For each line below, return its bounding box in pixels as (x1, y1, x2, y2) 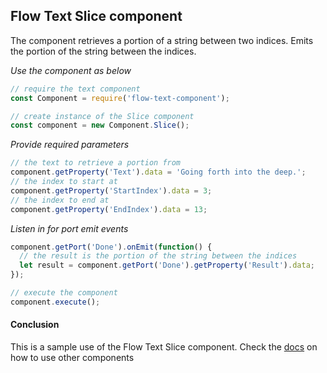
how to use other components (10, 352, 135, 364)
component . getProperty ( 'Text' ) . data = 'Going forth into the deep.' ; (10, 167, 307, 178)
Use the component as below (10, 64, 132, 76)
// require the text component (10, 84, 141, 94)
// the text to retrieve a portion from (10, 158, 182, 168)
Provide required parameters (10, 139, 130, 151)
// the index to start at (10, 177, 118, 187)
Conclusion (10, 319, 60, 331)
